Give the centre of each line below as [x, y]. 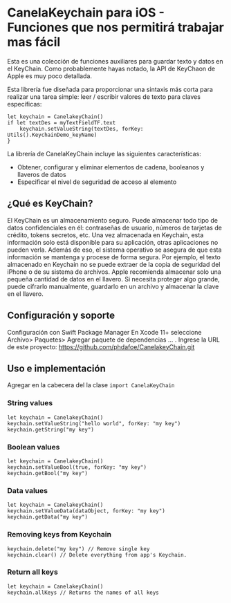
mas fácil [34, 42]
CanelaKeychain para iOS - [86, 13]
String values [30, 403]
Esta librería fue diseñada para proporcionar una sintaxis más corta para [110, 89]
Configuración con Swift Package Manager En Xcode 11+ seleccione [104, 332]
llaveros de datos [42, 174]
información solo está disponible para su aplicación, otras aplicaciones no [113, 242]
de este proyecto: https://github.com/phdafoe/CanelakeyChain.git [101, 346]
